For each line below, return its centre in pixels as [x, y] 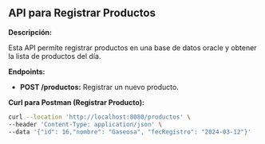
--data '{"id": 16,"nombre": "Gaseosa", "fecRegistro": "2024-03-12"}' [130, 132]
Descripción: [30, 32]
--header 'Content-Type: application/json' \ [85, 124]
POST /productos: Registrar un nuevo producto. [99, 87]
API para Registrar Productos [82, 13]
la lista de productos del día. [55, 56]
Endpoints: [27, 72]
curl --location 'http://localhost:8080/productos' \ [100, 117]
